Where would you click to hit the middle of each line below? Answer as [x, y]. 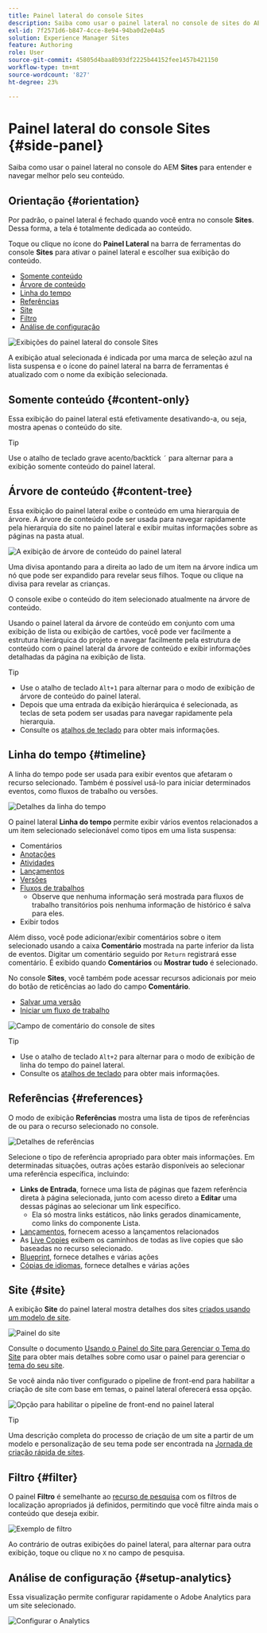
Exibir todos [39, 921]
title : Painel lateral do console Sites [76, 16]
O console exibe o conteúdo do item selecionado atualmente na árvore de [129, 599]
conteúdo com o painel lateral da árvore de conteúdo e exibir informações [130, 648]
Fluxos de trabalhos [52, 888]
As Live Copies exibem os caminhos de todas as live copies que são [132, 1240]
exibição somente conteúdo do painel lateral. [82, 467]
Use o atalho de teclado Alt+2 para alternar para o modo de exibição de [137, 1056]
